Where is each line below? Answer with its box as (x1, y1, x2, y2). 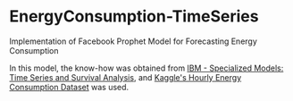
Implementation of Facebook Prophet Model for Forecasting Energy (9, 36, 257, 46)
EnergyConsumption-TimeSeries (9, 6, 259, 27)
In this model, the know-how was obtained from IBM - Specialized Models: (9, 63, 284, 73)
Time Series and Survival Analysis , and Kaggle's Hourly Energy (9, 72, 242, 82)
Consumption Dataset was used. (9, 81, 130, 92)
